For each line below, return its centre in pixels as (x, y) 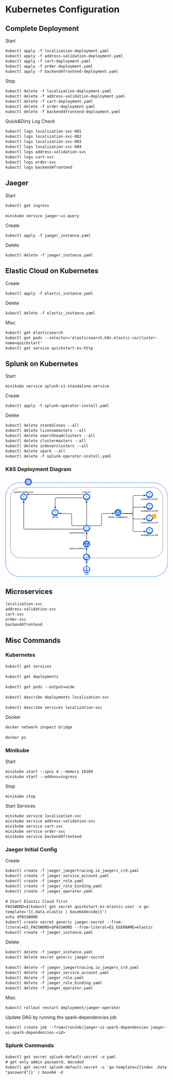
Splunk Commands (30, 1046)
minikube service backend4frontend (44, 837)
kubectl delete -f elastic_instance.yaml (50, 313)
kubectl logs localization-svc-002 (44, 136)
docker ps (16, 737)
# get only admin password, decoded (45, 1062)
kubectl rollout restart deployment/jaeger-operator (63, 1008)
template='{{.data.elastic (34, 912)
